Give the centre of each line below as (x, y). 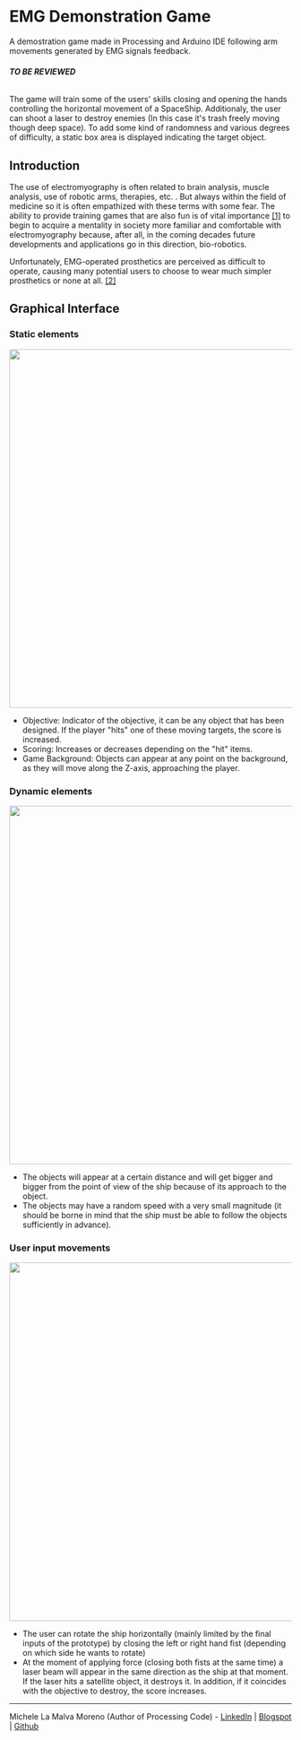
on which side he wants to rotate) (84, 1653)
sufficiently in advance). (67, 1225)
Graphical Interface (64, 309)
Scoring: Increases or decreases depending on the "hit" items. (138, 749)
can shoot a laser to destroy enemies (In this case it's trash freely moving (145, 118)
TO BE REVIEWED (43, 71)
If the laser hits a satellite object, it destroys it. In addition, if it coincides (154, 1682)
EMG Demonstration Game (110, 17)
